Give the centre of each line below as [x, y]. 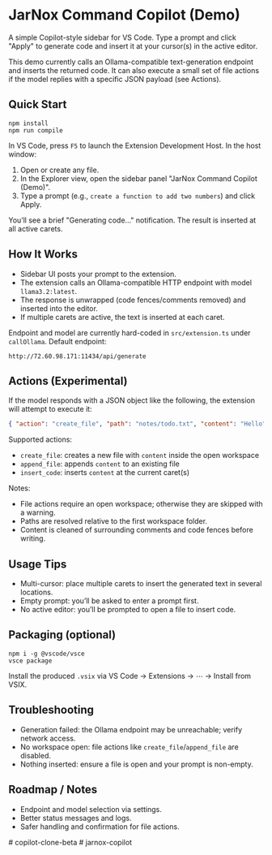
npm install [28, 123]
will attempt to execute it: [50, 409]
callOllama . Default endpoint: [57, 341]
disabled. [35, 755]
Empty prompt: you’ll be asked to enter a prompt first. [109, 601]
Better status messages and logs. [76, 818]
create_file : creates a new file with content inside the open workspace [140, 456]
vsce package [30, 661]
